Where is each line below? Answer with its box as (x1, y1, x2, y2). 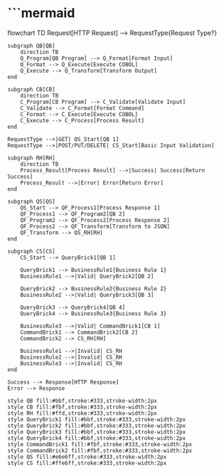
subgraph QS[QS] (7, 198, 55, 205)
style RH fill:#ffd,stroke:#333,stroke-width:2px (7, 409, 158, 417)
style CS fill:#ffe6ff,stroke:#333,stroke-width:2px (7, 459, 167, 467)
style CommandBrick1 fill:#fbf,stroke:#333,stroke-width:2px (7, 441, 193, 448)
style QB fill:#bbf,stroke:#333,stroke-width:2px (7, 397, 158, 404)
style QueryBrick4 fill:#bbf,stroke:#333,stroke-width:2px (7, 434, 186, 442)
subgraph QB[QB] (7, 42, 55, 49)
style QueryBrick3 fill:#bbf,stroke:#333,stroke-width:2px (7, 428, 186, 436)
